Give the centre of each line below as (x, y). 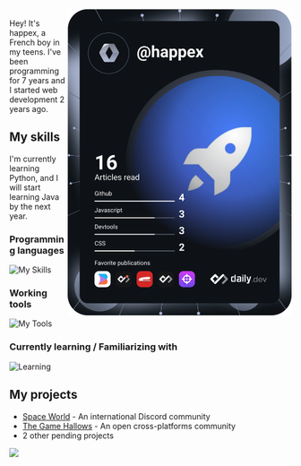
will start (25, 187)
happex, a (28, 33)
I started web (34, 90)
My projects (43, 395)
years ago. (29, 109)
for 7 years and (37, 80)
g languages (37, 250)
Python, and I (34, 177)
